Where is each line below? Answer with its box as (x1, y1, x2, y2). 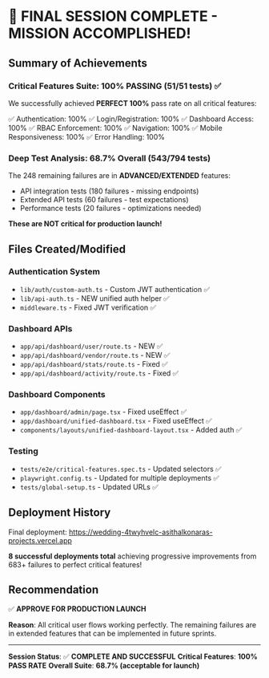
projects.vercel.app (8, 535, 72, 545)
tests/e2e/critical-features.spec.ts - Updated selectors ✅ (19, 464, 222, 473)
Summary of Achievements (8, 56, 148, 70)
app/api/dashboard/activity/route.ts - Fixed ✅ (19, 368, 179, 378)
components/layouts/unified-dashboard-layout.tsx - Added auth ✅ (19, 425, 243, 435)
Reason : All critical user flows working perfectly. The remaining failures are (8, 620, 257, 630)
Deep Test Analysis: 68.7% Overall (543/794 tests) (8, 152, 211, 164)
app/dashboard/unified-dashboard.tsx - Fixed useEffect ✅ (19, 416, 212, 426)
